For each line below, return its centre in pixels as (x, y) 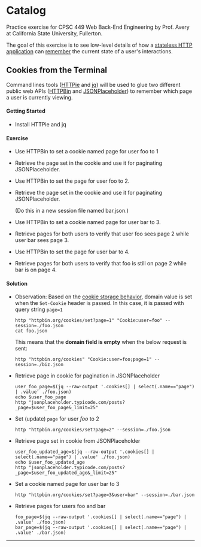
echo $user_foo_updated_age (50, 463)
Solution (17, 283)
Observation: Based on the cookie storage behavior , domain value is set (103, 297)
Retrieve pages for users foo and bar (60, 506)
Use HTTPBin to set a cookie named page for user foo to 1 (86, 152)
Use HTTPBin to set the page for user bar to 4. (72, 252)
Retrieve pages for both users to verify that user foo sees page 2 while (102, 234)
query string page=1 (39, 310)
